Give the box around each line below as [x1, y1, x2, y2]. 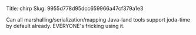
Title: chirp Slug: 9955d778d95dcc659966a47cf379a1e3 [6, 5, 144, 12]
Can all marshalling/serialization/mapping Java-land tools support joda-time [6, 16, 190, 23]
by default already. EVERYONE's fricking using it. [6, 23, 125, 29]
